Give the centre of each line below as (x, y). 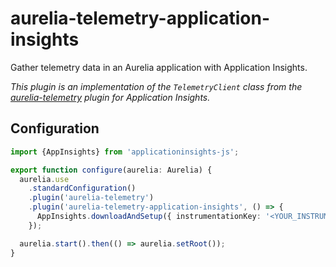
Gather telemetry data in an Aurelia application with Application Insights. (159, 67)
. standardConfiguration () (82, 188)
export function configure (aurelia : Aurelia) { (111, 170)
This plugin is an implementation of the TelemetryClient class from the (156, 86)
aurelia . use (44, 179)
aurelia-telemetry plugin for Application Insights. (110, 97)
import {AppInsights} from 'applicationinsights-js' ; (125, 152)
